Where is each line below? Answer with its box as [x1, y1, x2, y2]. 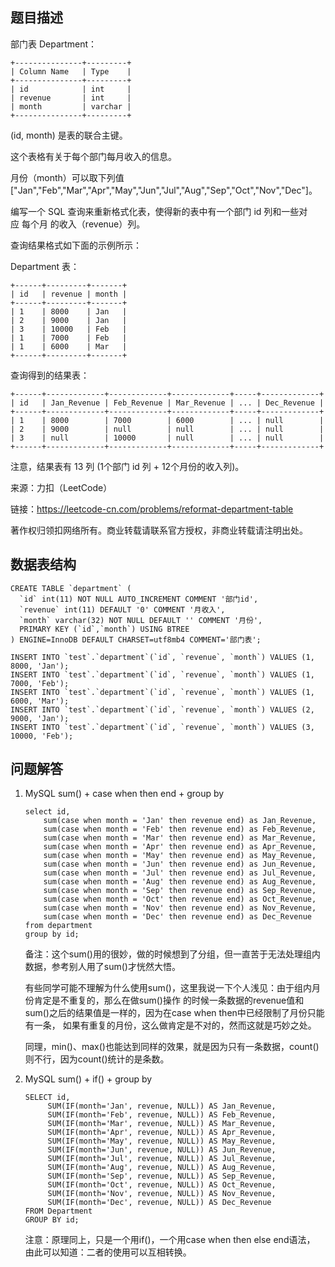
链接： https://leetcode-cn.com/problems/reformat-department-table [10, 503, 294, 515]
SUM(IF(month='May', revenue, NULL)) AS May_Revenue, [47, 1136, 277, 1147]
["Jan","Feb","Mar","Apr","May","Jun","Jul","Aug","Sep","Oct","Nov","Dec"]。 [10, 184, 318, 196]
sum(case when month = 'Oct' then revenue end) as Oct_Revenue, [43, 894, 317, 905]
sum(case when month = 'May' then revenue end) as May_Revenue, [43, 851, 317, 861]
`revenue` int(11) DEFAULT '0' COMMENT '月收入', [19, 604, 226, 615]
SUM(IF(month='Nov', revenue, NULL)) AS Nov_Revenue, [47, 1189, 277, 1199]
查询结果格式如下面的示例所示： [10, 239, 142, 251]
